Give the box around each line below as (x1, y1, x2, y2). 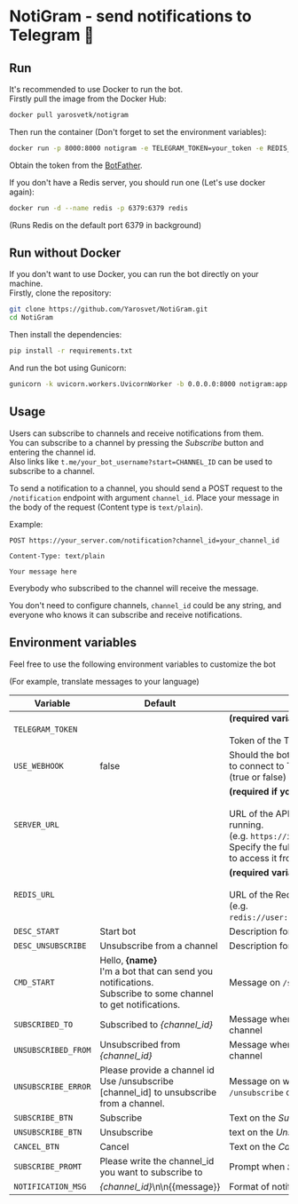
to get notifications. (99, 998, 180, 1010)
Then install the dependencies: (9, 329, 122, 340)
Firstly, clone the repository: (9, 288, 112, 298)
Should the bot (229, 749, 291, 761)
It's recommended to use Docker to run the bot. (9, 84, 184, 94)
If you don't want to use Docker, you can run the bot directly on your (9, 269, 259, 280)
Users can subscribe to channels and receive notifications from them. (9, 428, 264, 439)
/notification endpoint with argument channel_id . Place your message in (9, 492, 279, 503)
